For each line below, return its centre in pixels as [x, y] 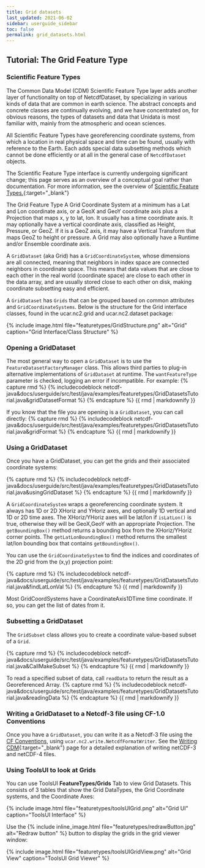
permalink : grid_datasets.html [46, 35]
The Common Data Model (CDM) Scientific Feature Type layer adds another [102, 90]
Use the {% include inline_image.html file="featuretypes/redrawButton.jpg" [101, 827]
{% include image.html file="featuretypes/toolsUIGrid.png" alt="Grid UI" [97, 808]
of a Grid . [18, 641]
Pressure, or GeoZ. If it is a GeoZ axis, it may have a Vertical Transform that [101, 230]
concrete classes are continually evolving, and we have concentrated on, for [102, 110]
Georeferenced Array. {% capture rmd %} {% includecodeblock [87, 684]
